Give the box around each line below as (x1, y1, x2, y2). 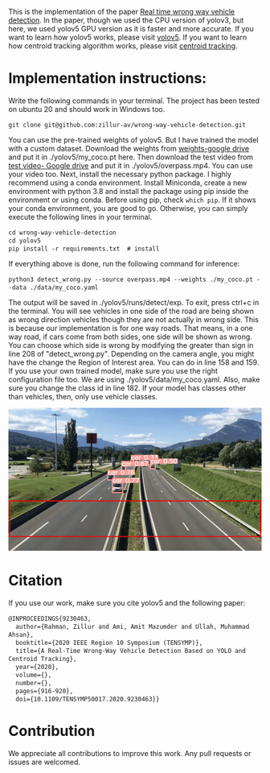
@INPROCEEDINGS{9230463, (8, 614, 92, 622)
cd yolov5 (8, 237, 42, 245)
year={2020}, (15, 663, 59, 671)
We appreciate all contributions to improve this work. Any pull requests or (8, 748, 252, 758)
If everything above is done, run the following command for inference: (8, 258, 240, 268)
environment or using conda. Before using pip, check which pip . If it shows (8, 195, 256, 205)
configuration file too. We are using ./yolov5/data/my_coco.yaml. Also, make (8, 374, 260, 384)
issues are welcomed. (8, 757, 81, 767)
